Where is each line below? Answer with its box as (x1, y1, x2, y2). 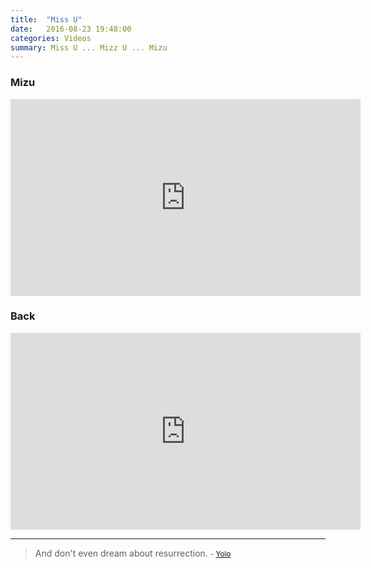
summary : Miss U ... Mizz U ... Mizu (10, 42, 168, 53)
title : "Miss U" (10, 14, 83, 25)
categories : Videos (10, 33, 92, 43)
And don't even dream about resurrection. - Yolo (34, 547, 232, 559)
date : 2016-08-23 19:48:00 (10, 24, 132, 34)
